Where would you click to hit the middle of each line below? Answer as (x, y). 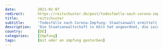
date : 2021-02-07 (32, 9)
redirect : (15, 14)
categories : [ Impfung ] (31, 36)
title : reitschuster (34, 18)
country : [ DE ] (26, 31)
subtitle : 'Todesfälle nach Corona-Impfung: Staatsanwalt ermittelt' (82, 23)
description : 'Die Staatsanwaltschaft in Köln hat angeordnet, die (77, 27)
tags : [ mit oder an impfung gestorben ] (55, 40)
